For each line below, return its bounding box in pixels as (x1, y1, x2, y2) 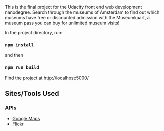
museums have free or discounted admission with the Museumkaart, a (5, 15, 150, 20)
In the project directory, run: (5, 30, 63, 35)
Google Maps (12, 116, 40, 122)
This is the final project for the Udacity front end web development (5, 4, 142, 10)
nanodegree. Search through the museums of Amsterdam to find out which (5, 9, 160, 15)
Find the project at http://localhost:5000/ (5, 75, 89, 81)
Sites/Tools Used (5, 89, 59, 98)
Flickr (12, 121, 24, 127)
